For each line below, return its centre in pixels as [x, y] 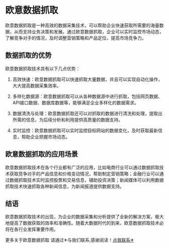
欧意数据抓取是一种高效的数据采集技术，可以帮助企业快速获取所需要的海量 [82, 25]
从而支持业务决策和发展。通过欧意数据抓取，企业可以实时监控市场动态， [89, 31]
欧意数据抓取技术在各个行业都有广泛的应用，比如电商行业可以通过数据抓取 [82, 167]
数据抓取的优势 [28, 55]
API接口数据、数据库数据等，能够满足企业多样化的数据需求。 [76, 103]
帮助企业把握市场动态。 [46, 136]
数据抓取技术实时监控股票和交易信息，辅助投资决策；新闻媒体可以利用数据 [87, 180]
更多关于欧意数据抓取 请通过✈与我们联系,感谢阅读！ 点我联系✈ [70, 240]
